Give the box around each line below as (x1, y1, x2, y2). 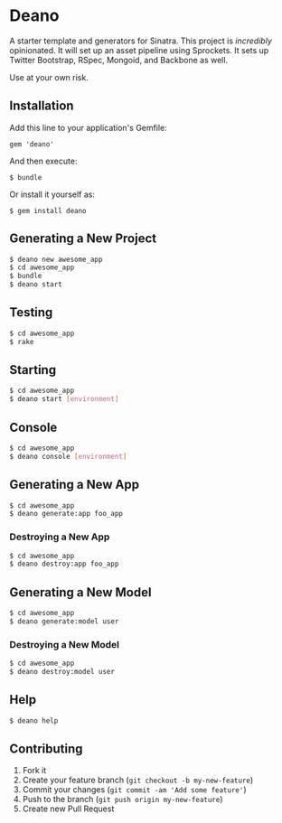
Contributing (9, 742, 83, 757)
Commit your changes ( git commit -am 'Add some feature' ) (22, 784, 247, 795)
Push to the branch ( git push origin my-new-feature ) (22, 794, 223, 805)
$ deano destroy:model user (9, 668, 116, 677)
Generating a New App (9, 477, 140, 492)
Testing (9, 304, 53, 321)
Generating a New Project (9, 231, 156, 247)
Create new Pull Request (22, 803, 115, 814)
